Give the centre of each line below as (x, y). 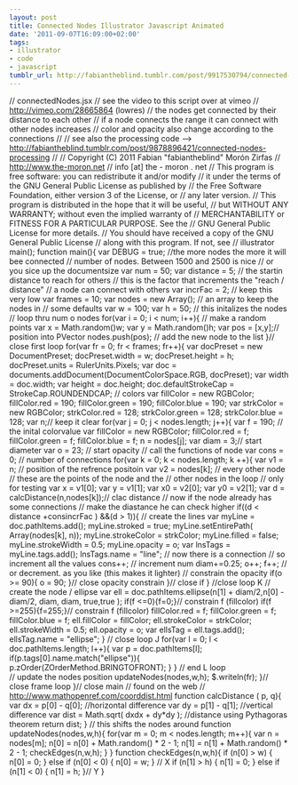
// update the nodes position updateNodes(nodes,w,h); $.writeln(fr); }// (139, 677)
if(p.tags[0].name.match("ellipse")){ (74, 658)
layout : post (33, 17)
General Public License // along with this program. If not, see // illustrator (142, 242)
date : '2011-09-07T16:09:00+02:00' (75, 34)
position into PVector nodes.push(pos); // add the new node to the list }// (142, 336)
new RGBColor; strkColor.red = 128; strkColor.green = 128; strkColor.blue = (146, 412)
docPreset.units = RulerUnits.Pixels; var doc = (93, 364)
